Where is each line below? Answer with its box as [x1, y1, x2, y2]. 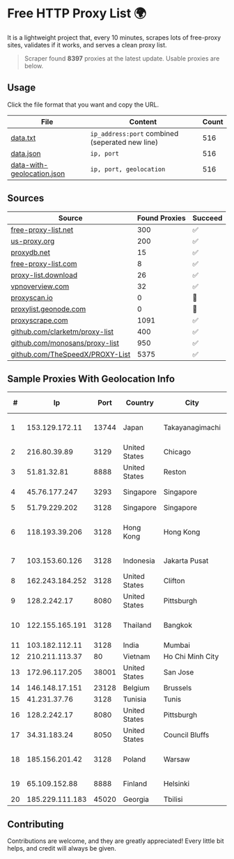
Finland [123, 779, 148, 789]
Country [125, 398, 155, 408]
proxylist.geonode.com [10, 304, 86, 314]
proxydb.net [10, 247, 51, 257]
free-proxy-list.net [10, 224, 74, 234]
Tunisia [123, 695, 147, 704]
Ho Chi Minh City [163, 652, 219, 662]
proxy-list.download [10, 270, 78, 279]
